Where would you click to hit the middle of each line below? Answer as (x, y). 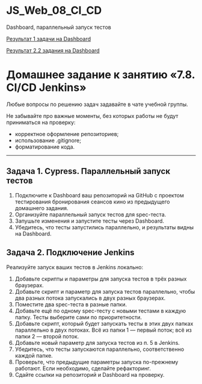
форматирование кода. (45, 147)
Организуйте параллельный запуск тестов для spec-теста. (90, 214)
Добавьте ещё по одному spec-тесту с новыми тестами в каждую (100, 311)
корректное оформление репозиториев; (67, 134)
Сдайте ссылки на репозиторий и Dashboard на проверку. (90, 374)
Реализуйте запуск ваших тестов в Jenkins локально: (75, 267)
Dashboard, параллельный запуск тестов (59, 27)
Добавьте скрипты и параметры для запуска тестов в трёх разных (101, 279)
